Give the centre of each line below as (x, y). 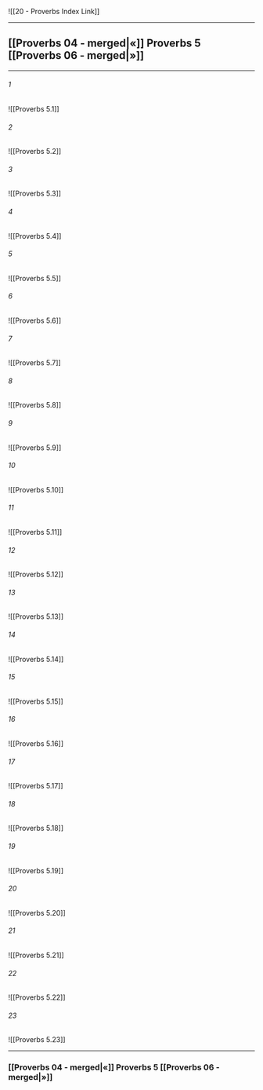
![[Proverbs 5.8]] (35, 405)
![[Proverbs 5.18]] (36, 828)
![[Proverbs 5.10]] (36, 489)
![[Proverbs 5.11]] (35, 532)
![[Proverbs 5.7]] (34, 363)
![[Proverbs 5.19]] (36, 870)
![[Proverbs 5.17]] (36, 786)
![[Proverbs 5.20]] (37, 913)
